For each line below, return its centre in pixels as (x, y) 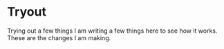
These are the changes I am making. (59, 37)
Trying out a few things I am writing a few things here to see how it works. (112, 31)
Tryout (27, 12)
